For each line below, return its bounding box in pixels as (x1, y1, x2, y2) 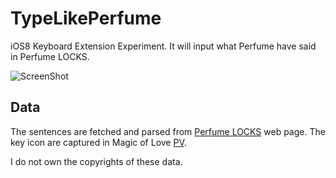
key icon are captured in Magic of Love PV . (10, 136, 187, 148)
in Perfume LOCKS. (10, 50, 90, 62)
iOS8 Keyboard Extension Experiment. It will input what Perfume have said (10, 40, 317, 52)
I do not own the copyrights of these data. (10, 155, 183, 167)
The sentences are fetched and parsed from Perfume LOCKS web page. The (10, 125, 326, 137)
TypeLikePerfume (10, 7, 162, 30)
